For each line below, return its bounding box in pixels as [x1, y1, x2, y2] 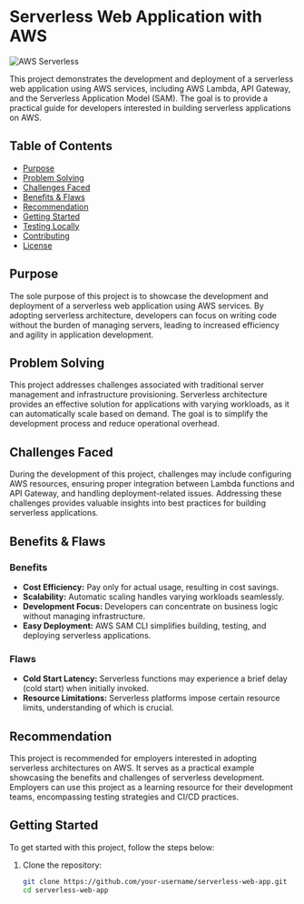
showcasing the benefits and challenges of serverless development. [9, 771, 265, 783]
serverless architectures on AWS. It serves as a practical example [9, 762, 255, 773]
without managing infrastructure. [22, 610, 146, 621]
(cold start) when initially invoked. [22, 683, 150, 694]
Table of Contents [9, 138, 113, 154]
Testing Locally [22, 220, 80, 231]
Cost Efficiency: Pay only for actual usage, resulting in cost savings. [22, 581, 279, 592]
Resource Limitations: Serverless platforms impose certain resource [22, 693, 280, 704]
